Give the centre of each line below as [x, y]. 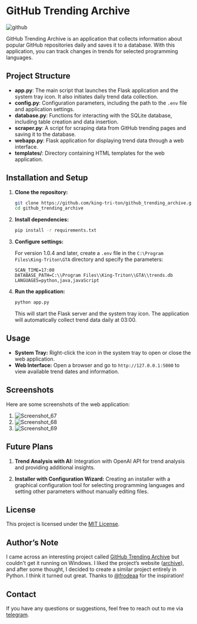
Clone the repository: [41, 192]
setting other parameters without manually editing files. [81, 491]
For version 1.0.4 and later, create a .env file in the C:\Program [89, 253]
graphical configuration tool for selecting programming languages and [100, 485]
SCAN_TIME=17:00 [34, 270]
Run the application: [40, 292]
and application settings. [44, 109]
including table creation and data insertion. [66, 122]
